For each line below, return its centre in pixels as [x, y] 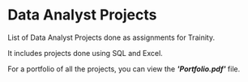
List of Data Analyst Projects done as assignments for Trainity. [111, 37]
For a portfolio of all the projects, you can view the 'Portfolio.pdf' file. [124, 69]
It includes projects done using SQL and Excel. [85, 53]
